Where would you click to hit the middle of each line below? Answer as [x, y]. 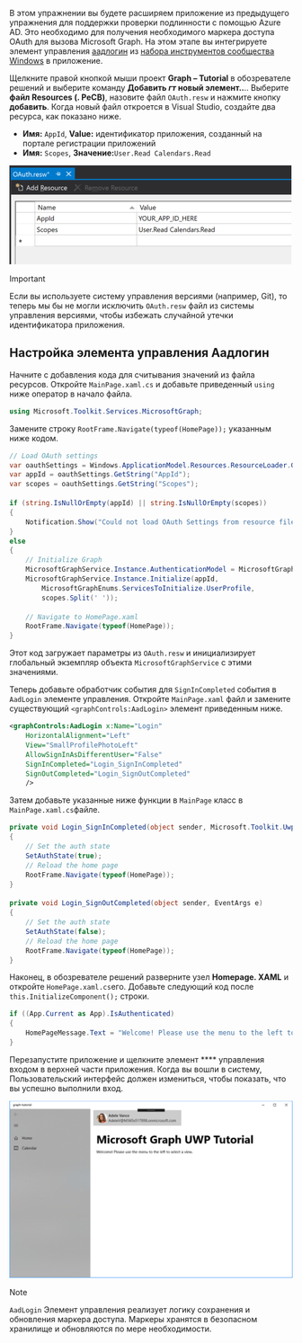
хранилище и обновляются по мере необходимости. [111, 1329]
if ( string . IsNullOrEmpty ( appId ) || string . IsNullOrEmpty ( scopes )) [138, 503]
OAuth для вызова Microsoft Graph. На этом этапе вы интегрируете [138, 41]
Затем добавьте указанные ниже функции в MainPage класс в [126, 800]
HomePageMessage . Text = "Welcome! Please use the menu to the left [154, 1033]
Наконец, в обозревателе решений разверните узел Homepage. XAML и [149, 977]
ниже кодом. [34, 438]
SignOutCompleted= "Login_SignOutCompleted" [108, 774]
